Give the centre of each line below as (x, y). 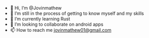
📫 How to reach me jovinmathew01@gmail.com (61, 30)
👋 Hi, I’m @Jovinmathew (36, 8)
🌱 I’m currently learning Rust (40, 19)
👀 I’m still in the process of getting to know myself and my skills (77, 13)
